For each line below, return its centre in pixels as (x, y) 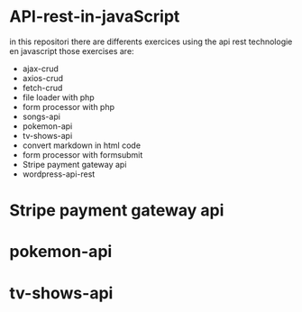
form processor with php (69, 106)
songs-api (41, 116)
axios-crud (43, 78)
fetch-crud (42, 87)
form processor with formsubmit (82, 154)
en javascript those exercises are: (72, 50)
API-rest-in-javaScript (95, 17)
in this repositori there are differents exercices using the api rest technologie (151, 41)
